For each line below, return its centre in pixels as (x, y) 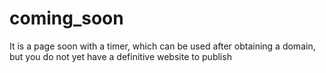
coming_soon (66, 18)
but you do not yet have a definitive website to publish (120, 56)
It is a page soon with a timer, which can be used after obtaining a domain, (162, 46)
